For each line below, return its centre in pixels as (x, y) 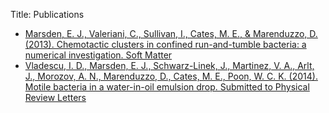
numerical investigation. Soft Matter (98, 55)
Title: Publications (47, 14)
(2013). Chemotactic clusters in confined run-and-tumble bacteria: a (165, 44)
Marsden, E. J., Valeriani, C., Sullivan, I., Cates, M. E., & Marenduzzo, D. (171, 33)
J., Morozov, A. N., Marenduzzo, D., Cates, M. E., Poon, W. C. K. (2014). (171, 76)
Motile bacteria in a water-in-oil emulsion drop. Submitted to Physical (167, 87)
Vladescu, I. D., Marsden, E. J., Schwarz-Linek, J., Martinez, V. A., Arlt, (169, 65)
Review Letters (55, 97)
